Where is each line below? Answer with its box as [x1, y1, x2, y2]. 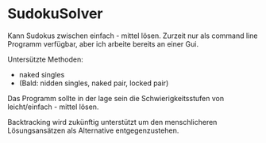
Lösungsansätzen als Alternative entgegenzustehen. [7, 126, 179, 135]
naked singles [18, 70, 65, 79]
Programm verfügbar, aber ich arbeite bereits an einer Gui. [7, 39, 199, 48]
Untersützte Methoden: [7, 55, 84, 64]
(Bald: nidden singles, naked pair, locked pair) [18, 78, 169, 88]
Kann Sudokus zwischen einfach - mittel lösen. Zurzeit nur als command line [7, 31, 258, 40]
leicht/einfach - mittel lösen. [7, 102, 99, 111]
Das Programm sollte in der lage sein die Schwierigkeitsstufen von [7, 93, 224, 103]
